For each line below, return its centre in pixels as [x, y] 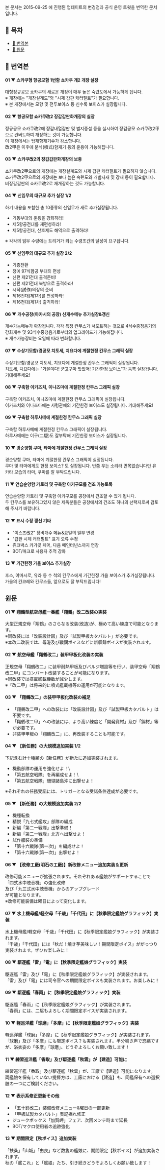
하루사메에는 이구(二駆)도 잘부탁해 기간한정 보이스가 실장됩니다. [66, 435]
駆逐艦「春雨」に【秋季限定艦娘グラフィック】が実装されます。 [69, 1005]
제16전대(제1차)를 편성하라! [38, 296]
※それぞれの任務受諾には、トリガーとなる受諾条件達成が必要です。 [73, 791]
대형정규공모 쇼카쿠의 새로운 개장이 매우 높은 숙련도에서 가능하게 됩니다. [74, 92]
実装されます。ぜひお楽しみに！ [37, 950]
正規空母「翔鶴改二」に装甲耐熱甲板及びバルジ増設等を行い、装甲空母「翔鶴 [82, 666]
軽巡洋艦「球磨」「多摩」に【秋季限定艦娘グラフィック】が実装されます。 [79, 1035]
